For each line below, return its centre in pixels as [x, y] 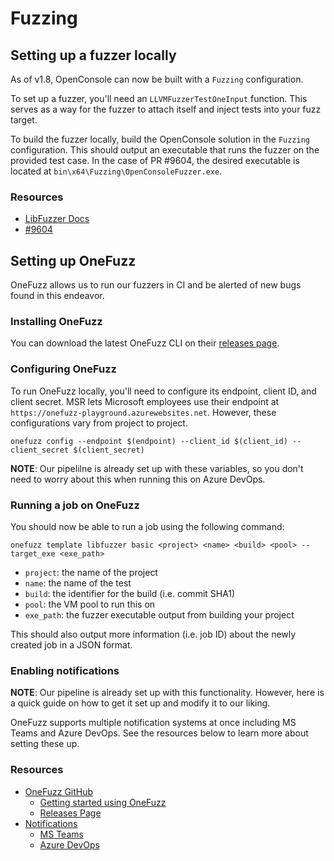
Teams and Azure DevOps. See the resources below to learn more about [159, 733]
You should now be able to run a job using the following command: [147, 526]
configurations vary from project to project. [99, 423]
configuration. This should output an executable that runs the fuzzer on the [165, 150]
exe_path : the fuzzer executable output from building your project [159, 615]
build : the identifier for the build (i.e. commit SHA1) [130, 593]
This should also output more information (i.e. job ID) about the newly [153, 634]
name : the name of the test [78, 583]
